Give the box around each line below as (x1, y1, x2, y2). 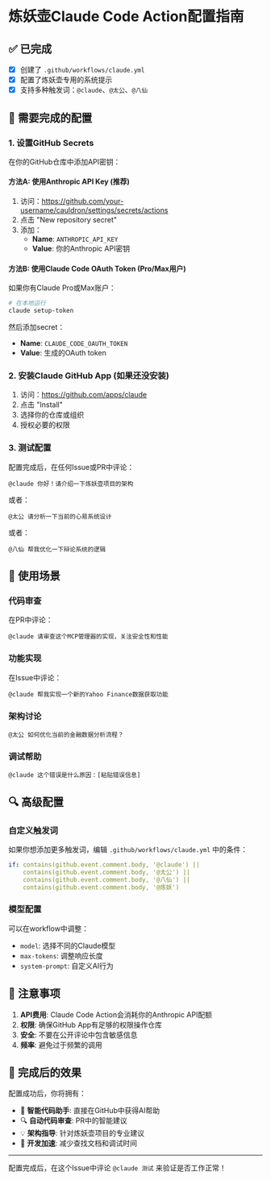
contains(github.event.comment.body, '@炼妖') (23, 883, 180, 891)
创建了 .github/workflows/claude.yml (19, 65, 145, 74)
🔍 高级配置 (8, 795, 65, 808)
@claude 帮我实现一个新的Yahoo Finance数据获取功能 (8, 690, 169, 698)
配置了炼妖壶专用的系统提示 (19, 75, 113, 85)
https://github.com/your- (41, 197, 124, 206)
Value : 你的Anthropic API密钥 (31, 243, 131, 254)
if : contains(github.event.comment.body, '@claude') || (8, 860, 200, 869)
